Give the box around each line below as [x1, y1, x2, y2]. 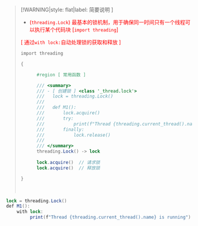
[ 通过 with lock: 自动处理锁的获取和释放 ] [20, 38, 121, 46]
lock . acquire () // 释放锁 [36, 165, 100, 171]
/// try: [36, 115, 74, 121]
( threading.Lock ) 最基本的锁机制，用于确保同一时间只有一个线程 [29, 19, 186, 25]
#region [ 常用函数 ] [36, 72, 87, 78]
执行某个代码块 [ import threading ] [34, 26, 119, 33]
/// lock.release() [36, 132, 111, 138]
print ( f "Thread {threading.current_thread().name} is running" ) [29, 214, 192, 221]
